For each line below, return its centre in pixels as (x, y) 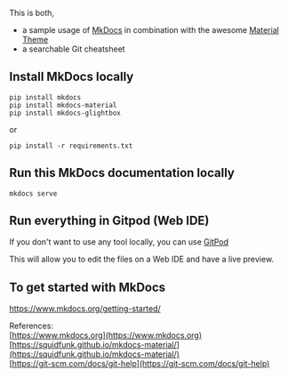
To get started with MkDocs (88, 287)
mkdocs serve (33, 193)
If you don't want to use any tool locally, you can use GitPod (119, 242)
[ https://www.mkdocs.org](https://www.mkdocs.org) (106, 335)
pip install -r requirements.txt (71, 146)
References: (31, 326)
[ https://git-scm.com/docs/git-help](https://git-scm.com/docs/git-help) (140, 364)
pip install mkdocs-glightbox (65, 113)
